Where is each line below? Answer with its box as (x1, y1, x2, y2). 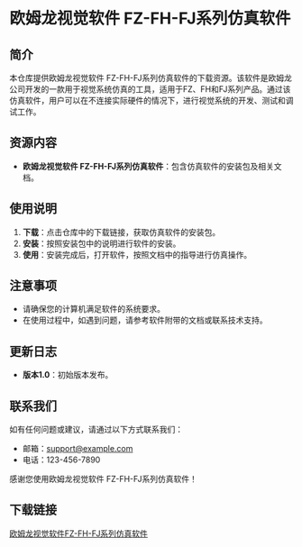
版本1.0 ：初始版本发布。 (22, 369, 114, 380)
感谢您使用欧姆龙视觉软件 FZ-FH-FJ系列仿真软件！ (9, 474, 198, 485)
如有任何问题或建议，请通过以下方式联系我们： (9, 424, 183, 435)
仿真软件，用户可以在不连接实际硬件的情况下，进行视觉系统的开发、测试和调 (9, 96, 294, 105)
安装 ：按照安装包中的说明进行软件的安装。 (22, 238, 181, 249)
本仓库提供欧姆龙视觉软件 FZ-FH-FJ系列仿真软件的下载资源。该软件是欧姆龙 (9, 73, 293, 83)
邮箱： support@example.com (22, 443, 133, 454)
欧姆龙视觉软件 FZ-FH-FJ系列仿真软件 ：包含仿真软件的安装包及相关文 (22, 160, 282, 171)
